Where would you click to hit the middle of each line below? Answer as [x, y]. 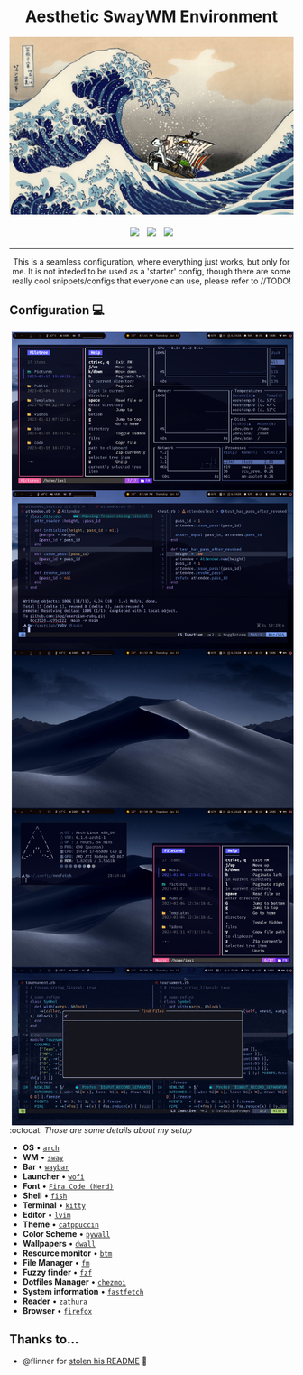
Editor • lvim [46, 1215]
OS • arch [41, 1147]
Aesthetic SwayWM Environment [151, 17]
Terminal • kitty [54, 1205]
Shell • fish [45, 1196]
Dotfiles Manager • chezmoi [74, 1282]
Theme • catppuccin [60, 1224]
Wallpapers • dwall [59, 1244]
